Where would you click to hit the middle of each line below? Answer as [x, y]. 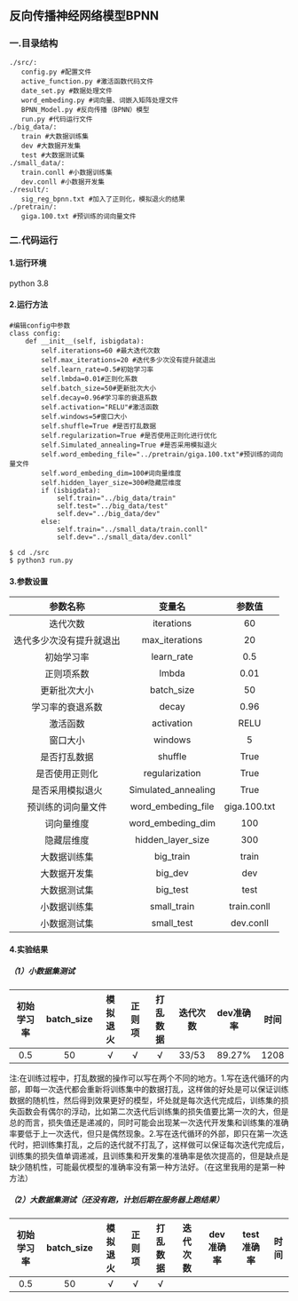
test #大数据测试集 [53, 155]
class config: [35, 334]
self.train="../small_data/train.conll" [132, 530]
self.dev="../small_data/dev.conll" [124, 537]
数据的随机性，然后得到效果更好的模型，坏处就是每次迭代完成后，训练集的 [145, 1100]
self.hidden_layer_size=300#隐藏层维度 [111, 483]
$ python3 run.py [41, 561]
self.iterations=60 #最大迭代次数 [101, 351]
